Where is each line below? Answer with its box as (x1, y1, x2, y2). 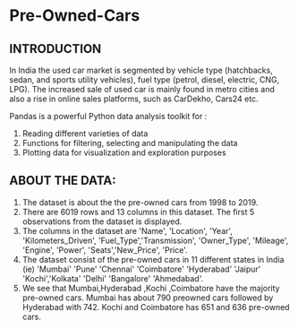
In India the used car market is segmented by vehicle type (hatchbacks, (9, 65, 273, 75)
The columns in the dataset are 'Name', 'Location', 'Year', (21, 225, 233, 236)
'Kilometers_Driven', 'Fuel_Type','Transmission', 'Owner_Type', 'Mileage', (21, 235, 289, 246)
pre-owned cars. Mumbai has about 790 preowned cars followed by (21, 292, 274, 303)
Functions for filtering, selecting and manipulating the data (21, 138, 238, 148)
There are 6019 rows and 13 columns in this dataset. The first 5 (21, 206, 255, 217)
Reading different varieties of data (21, 128, 149, 139)
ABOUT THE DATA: (9, 173, 116, 188)
